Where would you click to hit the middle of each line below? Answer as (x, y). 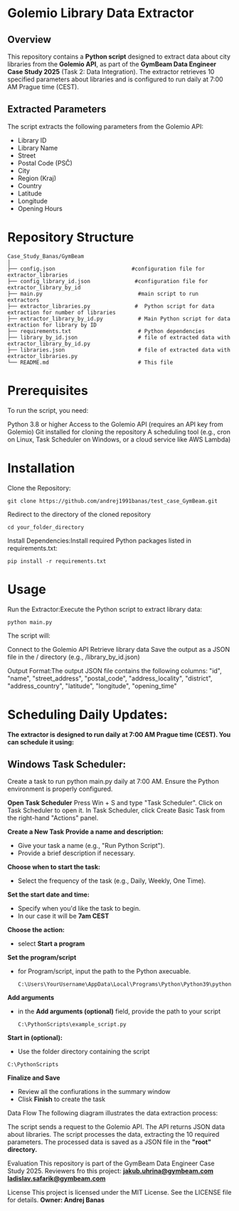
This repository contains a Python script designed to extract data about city (119, 56)
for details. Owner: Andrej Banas (56, 1200)
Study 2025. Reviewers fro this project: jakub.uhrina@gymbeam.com (111, 1171)
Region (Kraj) (37, 178)
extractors (23, 300)
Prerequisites (48, 390)
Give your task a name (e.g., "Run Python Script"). (91, 846)
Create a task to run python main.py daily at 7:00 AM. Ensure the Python (113, 782)
